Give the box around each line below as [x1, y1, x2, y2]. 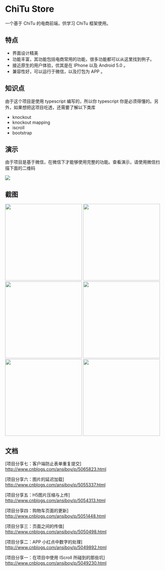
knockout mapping [12, 119, 51, 125]
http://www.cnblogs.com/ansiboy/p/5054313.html [5, 497, 106, 503]
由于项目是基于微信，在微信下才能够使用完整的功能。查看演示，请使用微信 [5, 159, 156, 165]
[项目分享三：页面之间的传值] [5, 523, 65, 529]
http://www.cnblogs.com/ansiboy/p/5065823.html [5, 466, 107, 472]
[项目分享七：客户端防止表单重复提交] [5, 461, 82, 466]
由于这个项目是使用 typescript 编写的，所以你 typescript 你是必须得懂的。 [5, 98, 155, 104]
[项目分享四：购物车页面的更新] [5, 508, 69, 514]
